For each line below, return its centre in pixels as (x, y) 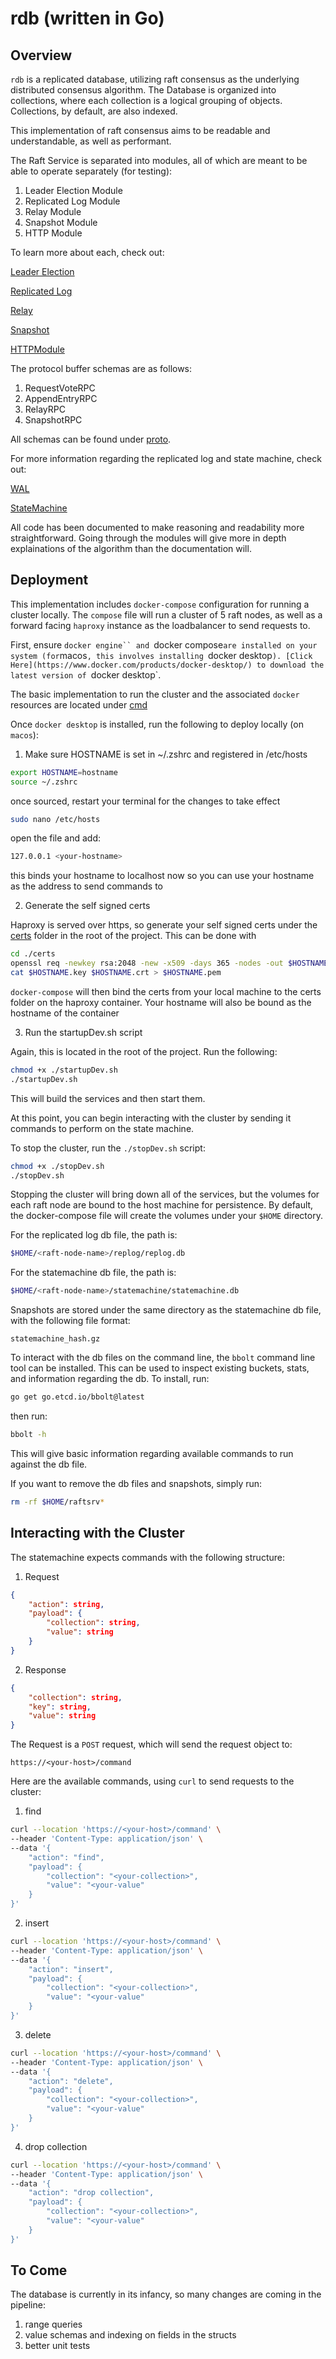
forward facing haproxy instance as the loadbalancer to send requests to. (160, 625)
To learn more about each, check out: (87, 252)
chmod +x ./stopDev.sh (57, 1166)
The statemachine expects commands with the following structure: (147, 1557)
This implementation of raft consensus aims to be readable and (140, 130)
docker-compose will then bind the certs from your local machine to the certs (166, 991)
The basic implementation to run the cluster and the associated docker (155, 694)
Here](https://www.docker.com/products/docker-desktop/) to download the (167, 665)
